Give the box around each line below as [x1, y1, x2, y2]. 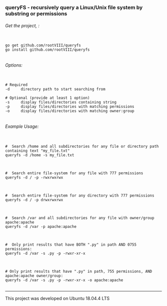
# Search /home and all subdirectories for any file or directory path [5, 144, 159, 149]
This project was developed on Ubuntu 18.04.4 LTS [5, 295, 110, 301]
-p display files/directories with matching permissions [5, 104, 135, 109]
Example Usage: [5, 123, 39, 129]
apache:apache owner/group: [5, 273, 64, 278]
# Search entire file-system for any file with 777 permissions [5, 171, 143, 176]
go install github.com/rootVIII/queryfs [5, 47, 90, 52]
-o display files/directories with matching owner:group [5, 108, 135, 113]
